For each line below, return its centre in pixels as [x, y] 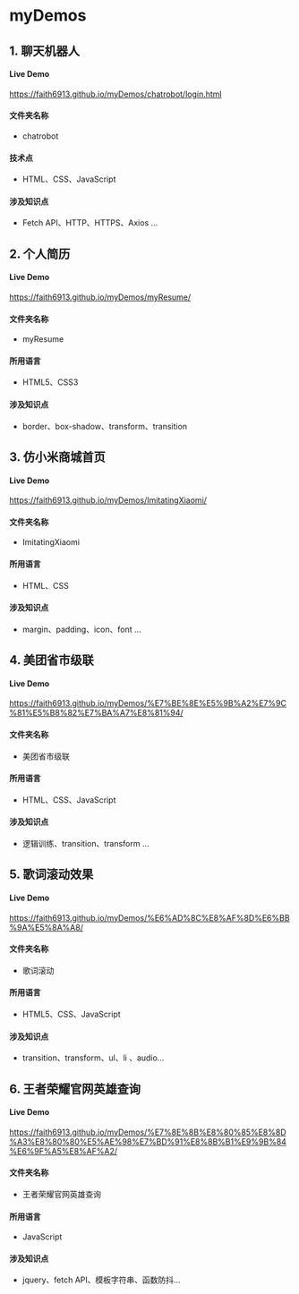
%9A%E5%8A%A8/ [46, 927]
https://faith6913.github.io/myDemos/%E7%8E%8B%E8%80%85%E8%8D [148, 1132]
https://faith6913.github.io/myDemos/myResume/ [100, 297]
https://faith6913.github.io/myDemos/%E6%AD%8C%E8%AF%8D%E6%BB [149, 917]
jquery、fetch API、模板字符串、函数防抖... [101, 1280]
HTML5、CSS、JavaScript [71, 1014]
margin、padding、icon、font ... [81, 629]
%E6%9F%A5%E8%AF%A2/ [64, 1151]
